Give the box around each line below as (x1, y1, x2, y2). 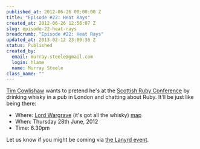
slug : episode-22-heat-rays (6, 25, 77, 32)
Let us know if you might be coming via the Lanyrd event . (6, 136, 149, 144)
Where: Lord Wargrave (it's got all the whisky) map (15, 112, 142, 119)
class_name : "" (6, 71, 45, 77)
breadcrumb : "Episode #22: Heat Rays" (6, 31, 104, 37)
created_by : (6, 48, 36, 54)
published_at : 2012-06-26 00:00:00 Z (6, 8, 102, 15)
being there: (6, 100, 37, 107)
